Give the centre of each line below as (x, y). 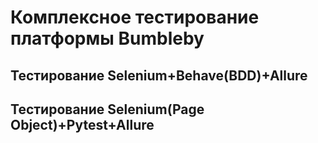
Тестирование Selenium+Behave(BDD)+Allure (159, 75)
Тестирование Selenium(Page (107, 109)
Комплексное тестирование (135, 17)
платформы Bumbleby (107, 38)
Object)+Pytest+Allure (82, 124)
